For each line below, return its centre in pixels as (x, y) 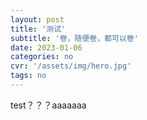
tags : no (28, 76)
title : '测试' (38, 29)
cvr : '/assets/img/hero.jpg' (71, 66)
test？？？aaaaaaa (48, 105)
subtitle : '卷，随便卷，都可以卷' (74, 38)
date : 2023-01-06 (46, 47)
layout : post (37, 19)
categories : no (42, 57)
